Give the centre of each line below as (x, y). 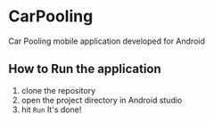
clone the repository (58, 90)
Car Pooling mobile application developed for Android (107, 41)
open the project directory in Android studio (102, 100)
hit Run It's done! (51, 110)
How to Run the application (85, 69)
